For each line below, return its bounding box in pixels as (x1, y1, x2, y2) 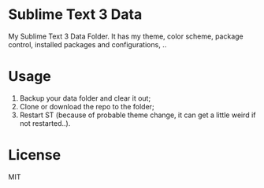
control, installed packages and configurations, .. (8, 39, 167, 49)
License (8, 146, 61, 164)
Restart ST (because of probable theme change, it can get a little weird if (19, 110, 256, 120)
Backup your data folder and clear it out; (19, 93, 151, 103)
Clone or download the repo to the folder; (19, 101, 155, 111)
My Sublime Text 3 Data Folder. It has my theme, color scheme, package (8, 31, 244, 41)
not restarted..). (19, 118, 71, 127)
